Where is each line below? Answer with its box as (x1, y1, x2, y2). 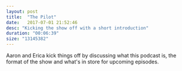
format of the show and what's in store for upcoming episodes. (6, 58, 159, 65)
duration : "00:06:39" (6, 31, 59, 36)
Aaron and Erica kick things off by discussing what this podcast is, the (6, 52, 177, 59)
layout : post (6, 8, 38, 15)
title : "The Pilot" (6, 14, 57, 20)
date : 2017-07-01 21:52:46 (6, 19, 78, 25)
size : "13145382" (6, 36, 49, 42)
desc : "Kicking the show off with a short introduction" (6, 25, 149, 31)
